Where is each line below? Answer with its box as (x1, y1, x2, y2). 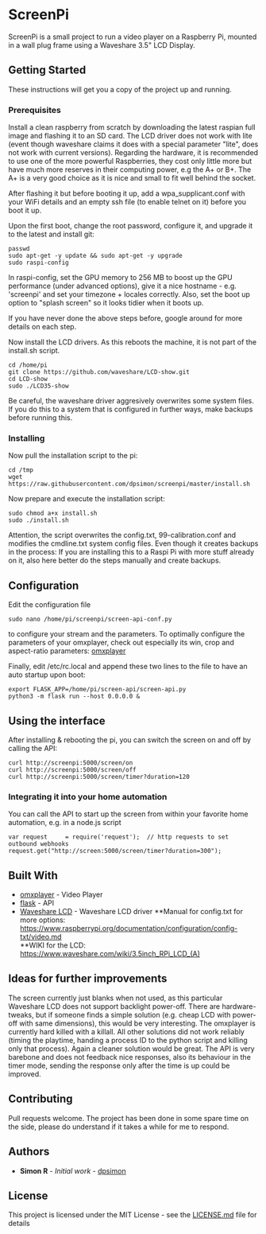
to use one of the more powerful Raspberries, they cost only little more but (8, 157, 253, 166)
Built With (8, 869, 58, 882)
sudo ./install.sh (8, 516, 69, 524)
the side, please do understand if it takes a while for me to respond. (8, 1122, 229, 1131)
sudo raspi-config (8, 259, 69, 267)
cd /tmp (8, 466, 34, 474)
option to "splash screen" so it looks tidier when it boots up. (8, 298, 204, 308)
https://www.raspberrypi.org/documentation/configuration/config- (19, 924, 238, 933)
